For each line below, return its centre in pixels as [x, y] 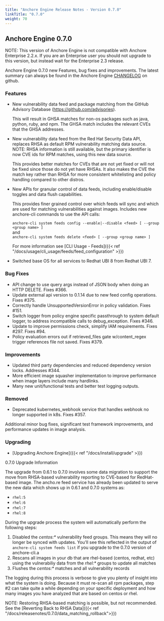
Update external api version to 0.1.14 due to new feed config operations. [84, 295]
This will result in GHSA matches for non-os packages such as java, [81, 119]
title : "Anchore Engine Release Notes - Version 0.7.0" [63, 10]
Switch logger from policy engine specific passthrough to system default [85, 316]
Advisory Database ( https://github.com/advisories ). [64, 109]
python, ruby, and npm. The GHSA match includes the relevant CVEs [81, 124]
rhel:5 [19, 497]
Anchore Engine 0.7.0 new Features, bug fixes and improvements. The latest [82, 70]
